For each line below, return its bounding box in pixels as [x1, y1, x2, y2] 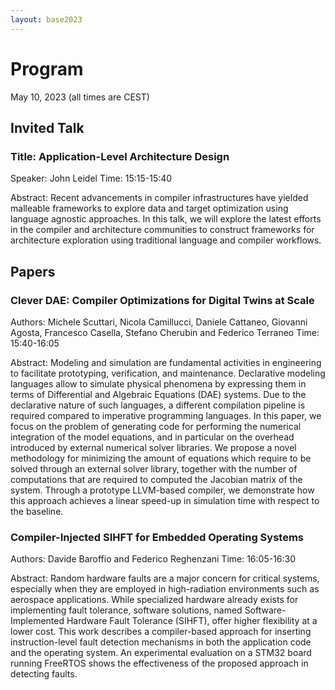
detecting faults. [10, 668, 78, 680]
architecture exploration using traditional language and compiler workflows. [10, 234, 322, 246]
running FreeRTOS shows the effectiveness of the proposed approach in [10, 657, 309, 670]
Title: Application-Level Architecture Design [10, 149, 230, 163]
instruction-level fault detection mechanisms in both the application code [10, 636, 312, 648]
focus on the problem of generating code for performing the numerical [10, 420, 302, 432]
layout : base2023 [10, 14, 83, 25]
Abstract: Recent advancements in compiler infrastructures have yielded [10, 192, 309, 204]
